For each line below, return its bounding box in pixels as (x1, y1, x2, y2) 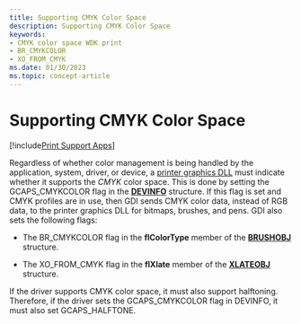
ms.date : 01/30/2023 (9, 64, 87, 73)
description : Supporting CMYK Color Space (9, 22, 171, 31)
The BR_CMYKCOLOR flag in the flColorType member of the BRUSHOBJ (22, 232, 292, 242)
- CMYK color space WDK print (9, 38, 123, 48)
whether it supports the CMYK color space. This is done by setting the (9, 176, 270, 187)
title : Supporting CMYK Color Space (9, 13, 146, 22)
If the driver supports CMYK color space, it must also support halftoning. (9, 285, 279, 296)
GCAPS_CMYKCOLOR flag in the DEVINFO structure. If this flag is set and (9, 186, 281, 197)
